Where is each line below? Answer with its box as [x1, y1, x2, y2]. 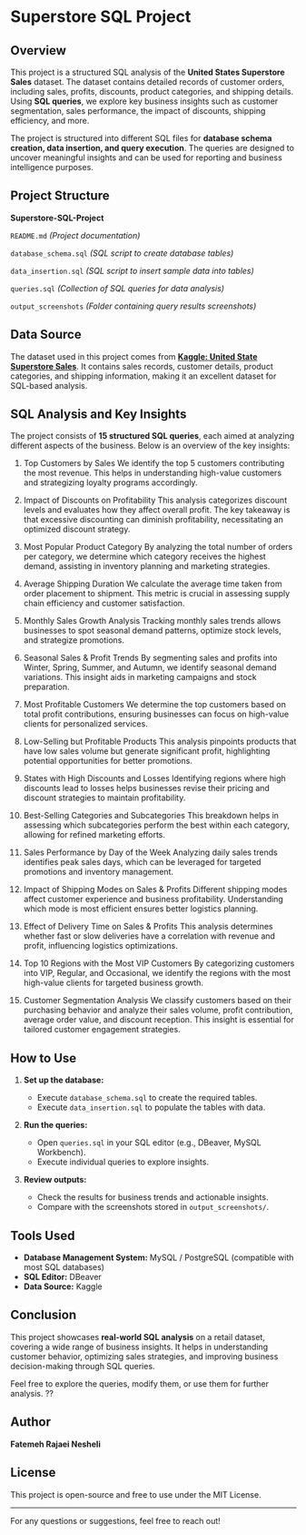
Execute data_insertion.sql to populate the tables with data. [36, 1102, 266, 1113]
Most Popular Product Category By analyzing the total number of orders [23, 542, 293, 553]
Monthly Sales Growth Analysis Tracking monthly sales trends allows [23, 615, 281, 626]
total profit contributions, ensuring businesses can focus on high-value [23, 708, 290, 720]
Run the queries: [23, 1120, 88, 1131]
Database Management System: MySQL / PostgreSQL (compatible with [23, 1252, 294, 1263]
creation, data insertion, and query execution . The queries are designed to [10, 143, 294, 153]
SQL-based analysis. [10, 380, 88, 391]
